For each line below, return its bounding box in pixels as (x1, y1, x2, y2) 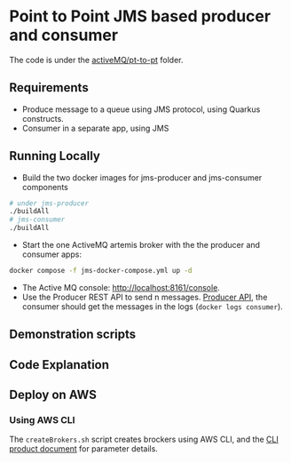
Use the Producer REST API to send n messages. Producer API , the (21, 291, 268, 302)
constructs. (21, 113, 64, 124)
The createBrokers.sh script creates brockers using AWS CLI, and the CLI (9, 434, 279, 445)
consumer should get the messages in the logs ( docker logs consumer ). (21, 300, 284, 312)
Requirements (9, 80, 89, 95)
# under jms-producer (9, 198, 90, 208)
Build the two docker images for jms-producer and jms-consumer (21, 172, 263, 183)
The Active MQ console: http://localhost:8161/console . (21, 282, 220, 292)
